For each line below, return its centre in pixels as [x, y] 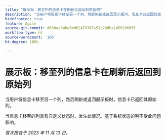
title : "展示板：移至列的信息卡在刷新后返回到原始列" [54, 10]
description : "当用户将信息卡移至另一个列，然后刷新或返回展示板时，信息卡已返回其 [81, 14]
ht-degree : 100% [22, 42]
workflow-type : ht [24, 33]
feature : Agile [21, 23]
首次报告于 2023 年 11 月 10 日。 [38, 133]
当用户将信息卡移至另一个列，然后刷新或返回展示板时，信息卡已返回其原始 [81, 99]
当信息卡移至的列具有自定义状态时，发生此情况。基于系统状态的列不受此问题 [83, 116]
